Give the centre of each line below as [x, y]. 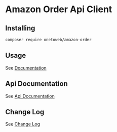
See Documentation [26, 68]
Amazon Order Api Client [59, 9]
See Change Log [23, 124]
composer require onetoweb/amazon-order [49, 40]
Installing [20, 28]
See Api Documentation [30, 96]
